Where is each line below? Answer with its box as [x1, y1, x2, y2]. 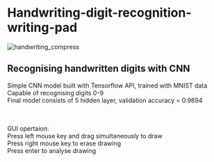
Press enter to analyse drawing [7, 146, 97, 154]
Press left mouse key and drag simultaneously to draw [7, 131, 163, 140]
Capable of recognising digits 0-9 [7, 88, 104, 97]
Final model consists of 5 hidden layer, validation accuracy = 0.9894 [7, 96, 203, 104]
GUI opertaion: [7, 124, 49, 133]
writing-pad [7, 19, 78, 35]
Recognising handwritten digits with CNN [7, 63, 190, 74]
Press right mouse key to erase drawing [7, 139, 122, 147]
